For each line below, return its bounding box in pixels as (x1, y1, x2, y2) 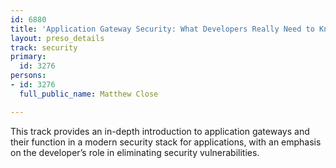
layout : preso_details (10, 33, 105, 43)
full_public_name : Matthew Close (19, 89, 159, 99)
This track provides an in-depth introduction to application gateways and (10, 125, 310, 137)
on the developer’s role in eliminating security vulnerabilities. (10, 146, 260, 158)
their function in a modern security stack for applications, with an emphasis (10, 136, 322, 148)
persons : (10, 71, 47, 81)
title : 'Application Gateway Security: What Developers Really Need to (10, 24, 315, 34)
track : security (10, 42, 78, 53)
